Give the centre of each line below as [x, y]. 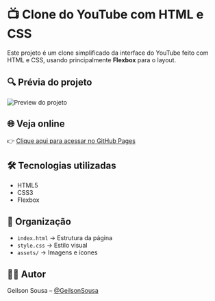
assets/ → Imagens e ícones [57, 252]
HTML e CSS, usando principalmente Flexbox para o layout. [92, 60]
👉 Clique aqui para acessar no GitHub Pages [71, 141]
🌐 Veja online [36, 124]
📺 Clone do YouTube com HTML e [105, 15]
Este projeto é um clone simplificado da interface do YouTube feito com [108, 53]
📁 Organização [39, 221]
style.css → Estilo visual [52, 246]
